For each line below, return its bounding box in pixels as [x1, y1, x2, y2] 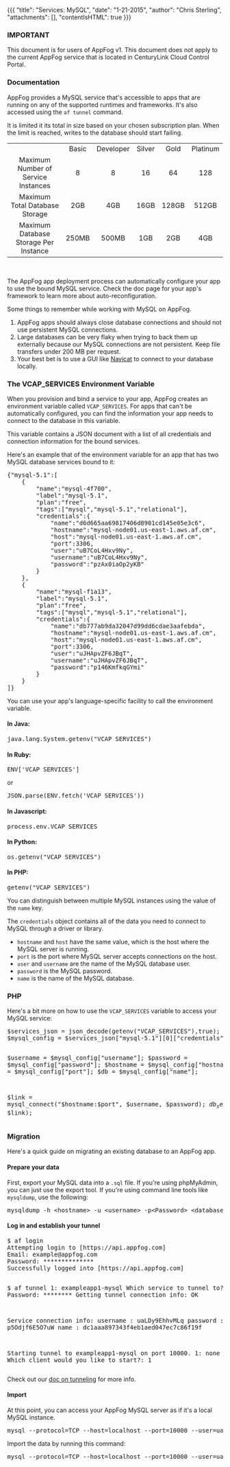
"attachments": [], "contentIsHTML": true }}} [7, 13, 131, 21]
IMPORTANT [7, 30, 50, 40]
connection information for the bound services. [7, 437, 140, 445]
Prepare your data [7, 1163, 60, 1171]
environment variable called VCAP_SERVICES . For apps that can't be [7, 402, 192, 410]
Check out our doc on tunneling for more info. [7, 1375, 137, 1383]
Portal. [7, 60, 26, 69]
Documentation [7, 78, 60, 87]
